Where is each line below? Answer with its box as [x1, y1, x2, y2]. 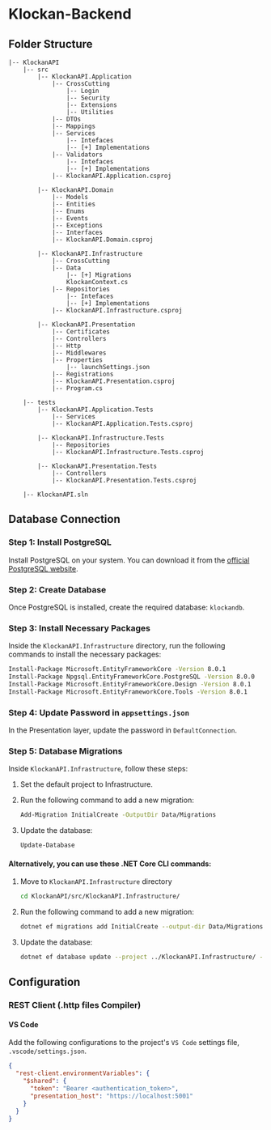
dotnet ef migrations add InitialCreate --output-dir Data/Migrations [19, 923, 264, 931]
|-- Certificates [51, 328, 111, 336]
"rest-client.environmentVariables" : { [15, 1069, 150, 1077]
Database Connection [8, 512, 121, 526]
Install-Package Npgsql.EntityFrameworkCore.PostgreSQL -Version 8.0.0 [8, 673, 255, 681]
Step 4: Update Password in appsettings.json [8, 707, 190, 718]
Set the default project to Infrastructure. [19, 780, 154, 789]
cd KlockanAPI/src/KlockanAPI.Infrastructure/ [19, 892, 180, 901]
